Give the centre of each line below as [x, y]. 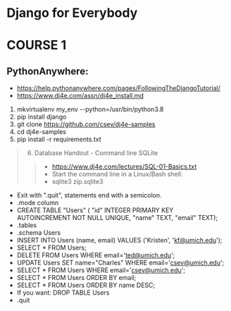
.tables [26, 225]
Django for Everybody [72, 13]
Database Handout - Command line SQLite [96, 153]
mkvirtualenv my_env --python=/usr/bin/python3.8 [90, 109]
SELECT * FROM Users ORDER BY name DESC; [86, 285]
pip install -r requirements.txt [59, 140]
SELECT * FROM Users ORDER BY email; [76, 278]
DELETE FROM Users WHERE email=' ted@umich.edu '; [96, 255]
